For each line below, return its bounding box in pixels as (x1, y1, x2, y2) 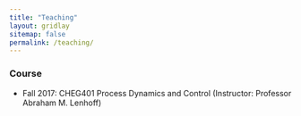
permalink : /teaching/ (9, 37, 94, 47)
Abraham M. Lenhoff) (21, 97, 102, 108)
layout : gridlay (9, 21, 70, 30)
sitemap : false (9, 29, 66, 38)
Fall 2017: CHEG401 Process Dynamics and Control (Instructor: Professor (21, 87, 292, 98)
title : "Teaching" (9, 12, 78, 22)
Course (9, 68, 42, 80)
